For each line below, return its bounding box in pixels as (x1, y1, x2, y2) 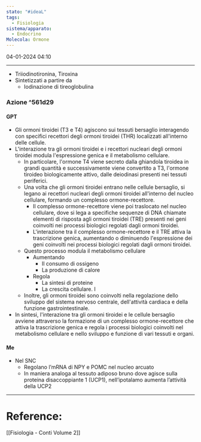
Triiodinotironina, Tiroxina (14, 70, 78, 77)
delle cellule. (14, 139, 47, 146)
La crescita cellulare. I (41, 285, 96, 293)
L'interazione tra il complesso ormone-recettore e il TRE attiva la (32, 228, 191, 236)
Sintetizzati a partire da (14, 77, 72, 84)
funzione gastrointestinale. (23, 305, 90, 312)
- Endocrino (11, 31, 42, 37)
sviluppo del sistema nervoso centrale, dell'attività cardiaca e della (23, 298, 188, 306)
